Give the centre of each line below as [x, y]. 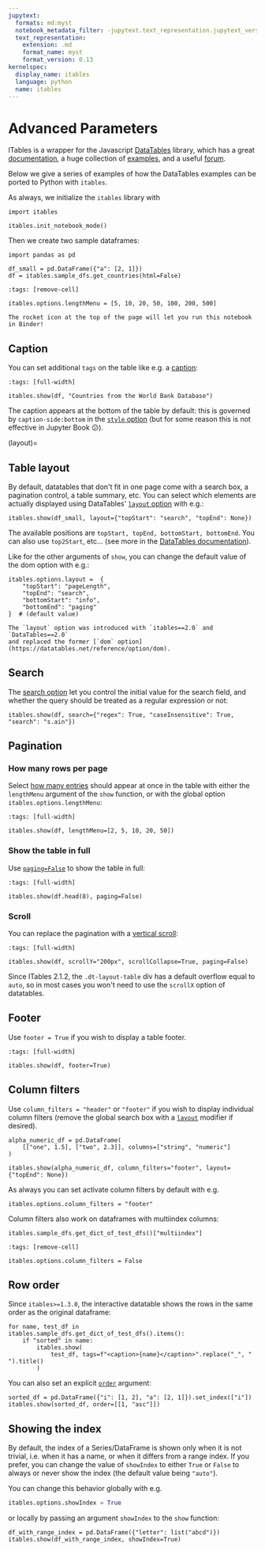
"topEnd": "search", [56, 593]
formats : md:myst [44, 23]
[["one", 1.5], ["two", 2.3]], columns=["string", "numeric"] [127, 1147]
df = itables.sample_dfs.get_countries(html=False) [95, 276]
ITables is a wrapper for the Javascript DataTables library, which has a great [131, 150]
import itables [33, 212]
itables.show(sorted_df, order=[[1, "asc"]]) [84, 1405]
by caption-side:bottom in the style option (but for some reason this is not [129, 419]
